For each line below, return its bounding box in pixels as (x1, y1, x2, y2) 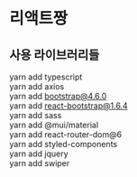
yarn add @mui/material (9, 119, 99, 130)
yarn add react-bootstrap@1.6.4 (9, 100, 128, 111)
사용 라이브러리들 (9, 47, 100, 62)
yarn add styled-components (9, 139, 118, 149)
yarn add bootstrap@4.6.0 (9, 91, 107, 101)
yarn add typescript (9, 71, 83, 82)
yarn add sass (9, 110, 62, 120)
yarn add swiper (9, 158, 70, 168)
